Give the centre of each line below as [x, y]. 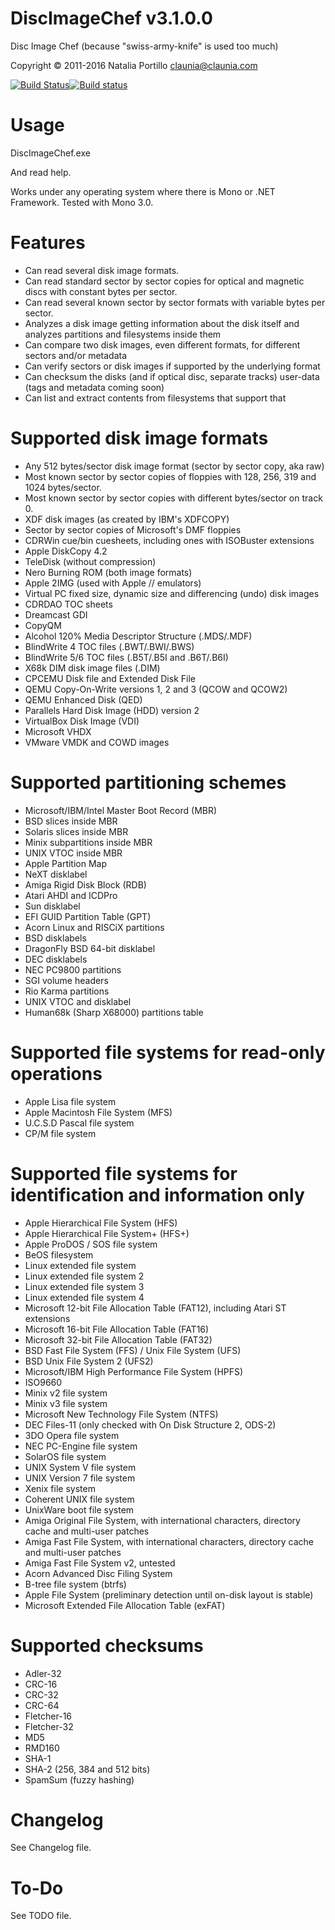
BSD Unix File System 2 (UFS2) [89, 1361]
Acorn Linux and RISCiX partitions [94, 927]
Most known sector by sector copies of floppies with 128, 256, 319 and [170, 476]
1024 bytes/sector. [63, 487]
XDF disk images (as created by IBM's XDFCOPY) [127, 519]
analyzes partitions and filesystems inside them [123, 334]
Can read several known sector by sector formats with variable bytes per [175, 302]
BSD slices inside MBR [71, 821]
